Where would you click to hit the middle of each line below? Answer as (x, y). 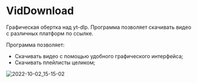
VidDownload (40, 11)
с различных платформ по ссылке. (50, 33)
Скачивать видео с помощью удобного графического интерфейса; (99, 56)
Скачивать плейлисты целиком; (55, 62)
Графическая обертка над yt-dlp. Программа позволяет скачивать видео (99, 27)
